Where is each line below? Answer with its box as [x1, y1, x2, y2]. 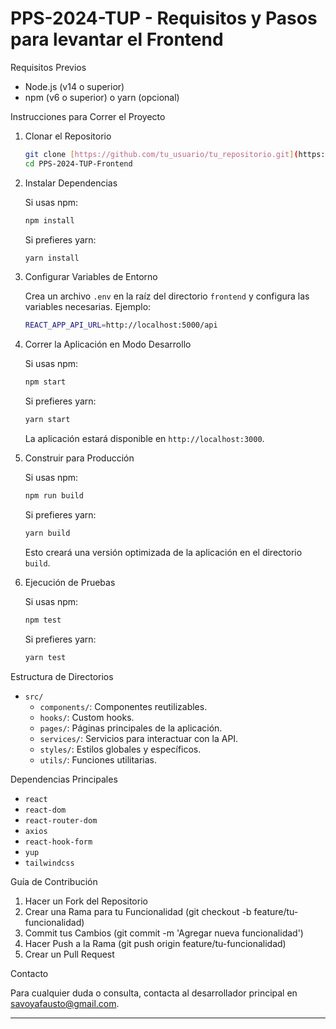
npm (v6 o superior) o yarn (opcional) [24, 91, 180, 103]
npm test [24, 615, 62, 625]
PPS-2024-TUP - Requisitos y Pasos [10, 7, 318, 30]
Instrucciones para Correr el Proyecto [10, 110, 166, 122]
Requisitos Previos [10, 61, 87, 73]
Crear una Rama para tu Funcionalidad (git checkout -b [24, 905, 252, 917]
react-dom [24, 805, 67, 815]
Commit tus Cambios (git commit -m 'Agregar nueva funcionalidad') [24, 927, 304, 939]
